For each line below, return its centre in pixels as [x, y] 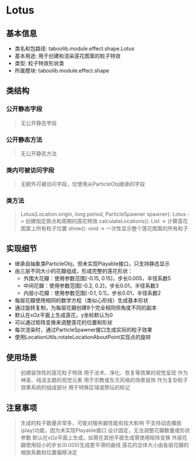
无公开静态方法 [38, 153]
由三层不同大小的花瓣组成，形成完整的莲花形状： [74, 271]
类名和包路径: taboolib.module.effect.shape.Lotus [75, 48]
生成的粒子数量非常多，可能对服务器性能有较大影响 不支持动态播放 [101, 423]
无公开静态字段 [38, 123]
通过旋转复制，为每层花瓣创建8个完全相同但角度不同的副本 [86, 308]
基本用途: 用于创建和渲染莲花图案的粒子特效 [67, 56]
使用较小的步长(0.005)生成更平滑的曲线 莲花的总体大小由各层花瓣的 [107, 445]
